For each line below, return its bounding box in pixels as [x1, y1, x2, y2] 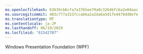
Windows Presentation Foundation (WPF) [5, 44, 89, 50]
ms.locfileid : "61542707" [5, 30, 58, 35]
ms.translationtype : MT [5, 16, 54, 21]
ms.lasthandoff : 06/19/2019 [5, 26, 63, 31]
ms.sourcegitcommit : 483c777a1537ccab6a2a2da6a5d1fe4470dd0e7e [5, 12, 139, 17]
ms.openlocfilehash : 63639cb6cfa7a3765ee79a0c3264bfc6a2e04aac [5, 7, 139, 12]
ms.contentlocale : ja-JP [5, 21, 56, 26]
